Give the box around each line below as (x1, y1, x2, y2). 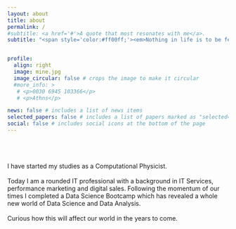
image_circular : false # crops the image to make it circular (13, 74, 199, 81)
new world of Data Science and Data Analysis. (7, 199, 141, 207)
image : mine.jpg (13, 68, 61, 75)
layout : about (7, 10, 49, 18)
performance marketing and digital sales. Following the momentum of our (7, 184, 220, 192)
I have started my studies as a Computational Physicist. (7, 162, 167, 170)
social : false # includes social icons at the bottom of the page (7, 120, 206, 127)
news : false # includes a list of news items (7, 107, 143, 115)
